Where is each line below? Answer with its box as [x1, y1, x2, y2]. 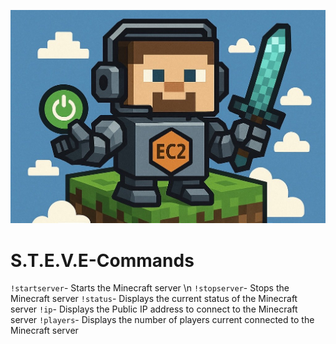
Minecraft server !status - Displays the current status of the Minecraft [10, 293, 298, 305]
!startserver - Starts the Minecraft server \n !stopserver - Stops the [10, 282, 290, 294]
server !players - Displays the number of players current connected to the [10, 314, 315, 326]
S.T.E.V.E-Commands [10, 249, 195, 272]
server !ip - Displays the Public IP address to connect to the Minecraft [10, 303, 298, 315]
